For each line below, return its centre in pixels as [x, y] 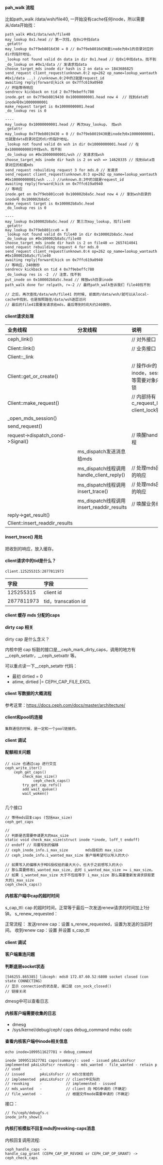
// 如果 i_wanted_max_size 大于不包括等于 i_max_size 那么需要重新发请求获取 [78, 875]
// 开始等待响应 [19, 88]
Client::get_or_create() [33, 376]
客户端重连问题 [20, 954]
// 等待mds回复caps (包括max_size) [39, 817]
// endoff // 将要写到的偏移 [32, 845]
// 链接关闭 [16, 992]
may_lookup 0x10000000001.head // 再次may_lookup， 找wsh [64, 125]
